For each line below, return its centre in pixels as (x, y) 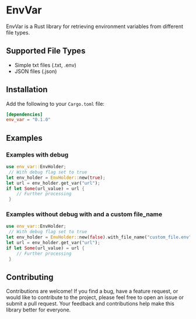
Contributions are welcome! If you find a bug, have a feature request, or (92, 291)
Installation (27, 90)
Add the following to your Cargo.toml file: (55, 103)
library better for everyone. (38, 310)
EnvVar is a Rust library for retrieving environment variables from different (95, 26)
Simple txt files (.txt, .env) (45, 65)
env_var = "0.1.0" (28, 120)
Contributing (30, 277)
